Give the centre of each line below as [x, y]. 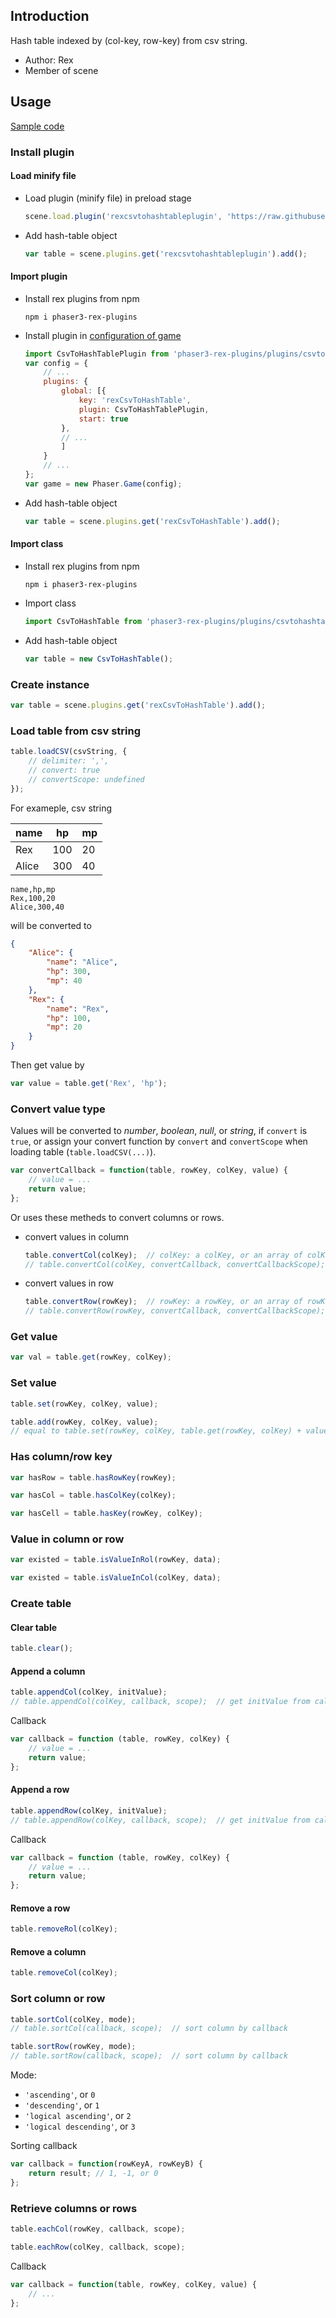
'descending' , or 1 [62, 2105]
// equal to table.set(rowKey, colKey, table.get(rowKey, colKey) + [156, 1431]
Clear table [34, 1627]
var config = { [56, 363]
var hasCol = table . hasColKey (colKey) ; [93, 1495]
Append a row [40, 1790]
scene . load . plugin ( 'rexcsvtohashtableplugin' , [123, 216]
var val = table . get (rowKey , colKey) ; [91, 1357]
